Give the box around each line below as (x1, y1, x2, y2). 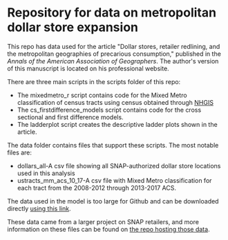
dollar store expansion (7, 19, 138, 35)
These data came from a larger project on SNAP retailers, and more (7, 217, 199, 226)
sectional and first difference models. (17, 112, 124, 121)
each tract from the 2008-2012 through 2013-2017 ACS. (17, 183, 176, 192)
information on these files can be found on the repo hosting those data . (7, 225, 210, 233)
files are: (7, 148, 32, 157)
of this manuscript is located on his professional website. (7, 64, 169, 72)
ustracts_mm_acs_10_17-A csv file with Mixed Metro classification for (17, 176, 212, 184)
